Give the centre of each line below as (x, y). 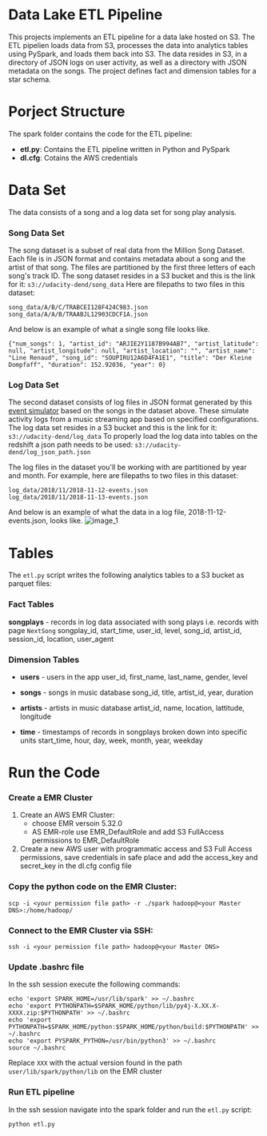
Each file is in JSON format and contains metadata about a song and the (127, 259)
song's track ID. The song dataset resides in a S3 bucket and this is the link (132, 276)
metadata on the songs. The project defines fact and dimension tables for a (133, 70)
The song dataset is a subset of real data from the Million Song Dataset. (127, 250)
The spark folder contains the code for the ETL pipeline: (100, 134)
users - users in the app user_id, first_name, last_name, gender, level (133, 676)
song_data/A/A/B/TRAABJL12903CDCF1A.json (78, 315)
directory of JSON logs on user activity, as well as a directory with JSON (128, 62)
